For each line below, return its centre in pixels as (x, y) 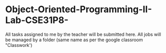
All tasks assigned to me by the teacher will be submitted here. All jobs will (83, 34)
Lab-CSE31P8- (37, 20)
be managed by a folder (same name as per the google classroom (74, 40)
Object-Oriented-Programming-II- (79, 9)
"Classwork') (19, 45)
